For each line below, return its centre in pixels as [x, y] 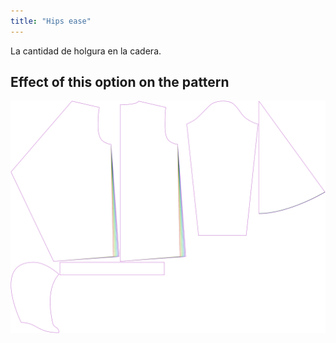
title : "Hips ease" [51, 21]
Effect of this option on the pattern [120, 82]
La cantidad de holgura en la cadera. [86, 51]
